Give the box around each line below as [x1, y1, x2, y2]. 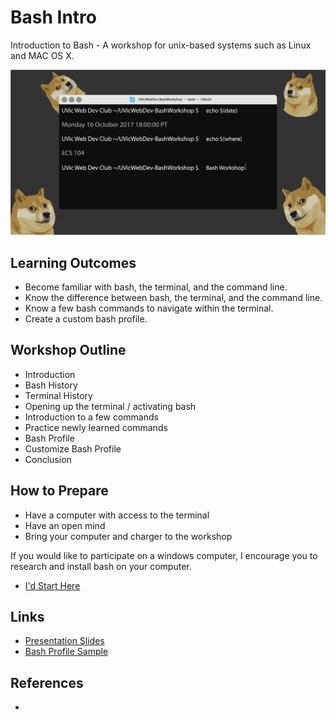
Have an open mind [24, 519, 106, 531]
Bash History [24, 379, 78, 391]
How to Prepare [10, 482, 109, 500]
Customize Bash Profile [24, 442, 122, 455]
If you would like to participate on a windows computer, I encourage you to [10, 549, 318, 561]
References [10, 674, 84, 691]
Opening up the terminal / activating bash [24, 400, 197, 412]
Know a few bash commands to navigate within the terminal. [24, 302, 274, 315]
